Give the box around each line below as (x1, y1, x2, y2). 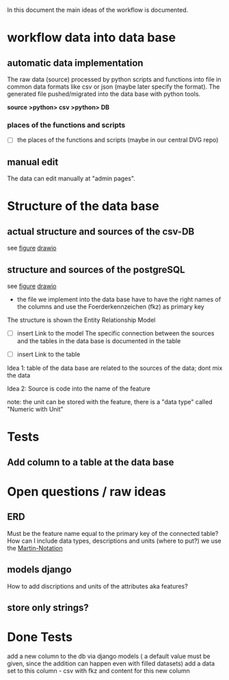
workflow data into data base (7, 30, 176, 45)
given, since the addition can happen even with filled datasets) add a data (7, 659, 215, 668)
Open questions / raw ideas (7, 484, 166, 500)
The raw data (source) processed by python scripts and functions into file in (7, 75, 221, 83)
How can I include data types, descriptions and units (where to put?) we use (7, 537, 222, 545)
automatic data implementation (7, 57, 144, 69)
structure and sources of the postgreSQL (7, 263, 186, 275)
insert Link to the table (16, 350, 81, 359)
